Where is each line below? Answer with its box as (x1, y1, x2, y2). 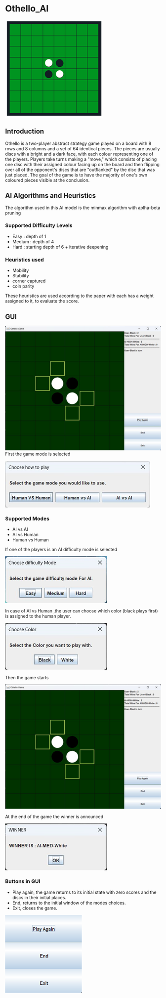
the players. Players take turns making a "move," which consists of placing (5, 156, 157, 162)
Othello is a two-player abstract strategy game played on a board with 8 (5, 140, 152, 146)
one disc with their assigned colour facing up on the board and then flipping (5, 161, 160, 167)
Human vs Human (12, 537, 49, 543)
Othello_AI (5, 3, 49, 14)
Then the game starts (5, 674, 49, 680)
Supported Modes (5, 515, 49, 522)
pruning (5, 210, 21, 216)
